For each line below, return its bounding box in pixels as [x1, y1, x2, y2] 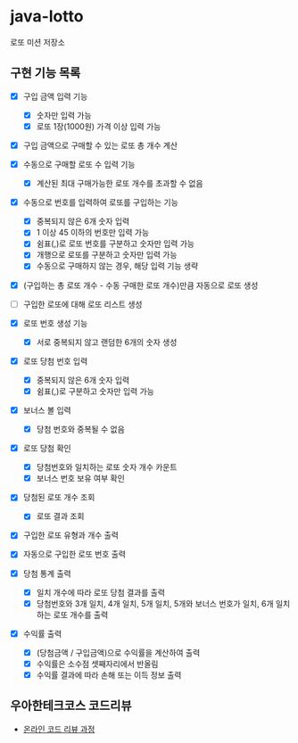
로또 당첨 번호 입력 [22, 355, 88, 367]
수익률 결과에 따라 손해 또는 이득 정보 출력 [36, 669, 182, 680]
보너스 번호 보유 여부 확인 [36, 473, 126, 483]
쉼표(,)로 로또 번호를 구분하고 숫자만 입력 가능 [36, 238, 195, 249]
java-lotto [10, 6, 84, 27]
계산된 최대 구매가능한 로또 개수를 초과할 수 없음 [36, 178, 203, 189]
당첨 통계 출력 [22, 568, 71, 579]
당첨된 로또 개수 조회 [22, 492, 95, 503]
